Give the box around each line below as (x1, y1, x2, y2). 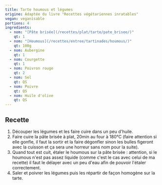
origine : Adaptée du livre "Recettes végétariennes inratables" (5, 12, 139, 17)
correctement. (12, 165, 41, 170)
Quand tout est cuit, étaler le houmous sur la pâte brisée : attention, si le (12, 149, 157, 155)
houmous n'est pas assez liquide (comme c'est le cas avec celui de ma (12, 154, 155, 160)
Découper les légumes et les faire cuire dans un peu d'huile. (12, 129, 133, 134)
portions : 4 (5, 20, 29, 26)
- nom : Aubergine (9, 48, 45, 53)
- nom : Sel (9, 75, 32, 80)
